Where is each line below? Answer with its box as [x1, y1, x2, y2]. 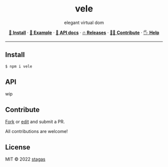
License [5, 143, 30, 151]
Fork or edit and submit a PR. [5, 118, 65, 125]
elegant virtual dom [64, 19, 104, 25]
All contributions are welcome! [5, 128, 68, 134]
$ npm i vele [5, 63, 32, 69]
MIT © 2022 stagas [5, 156, 46, 162]
